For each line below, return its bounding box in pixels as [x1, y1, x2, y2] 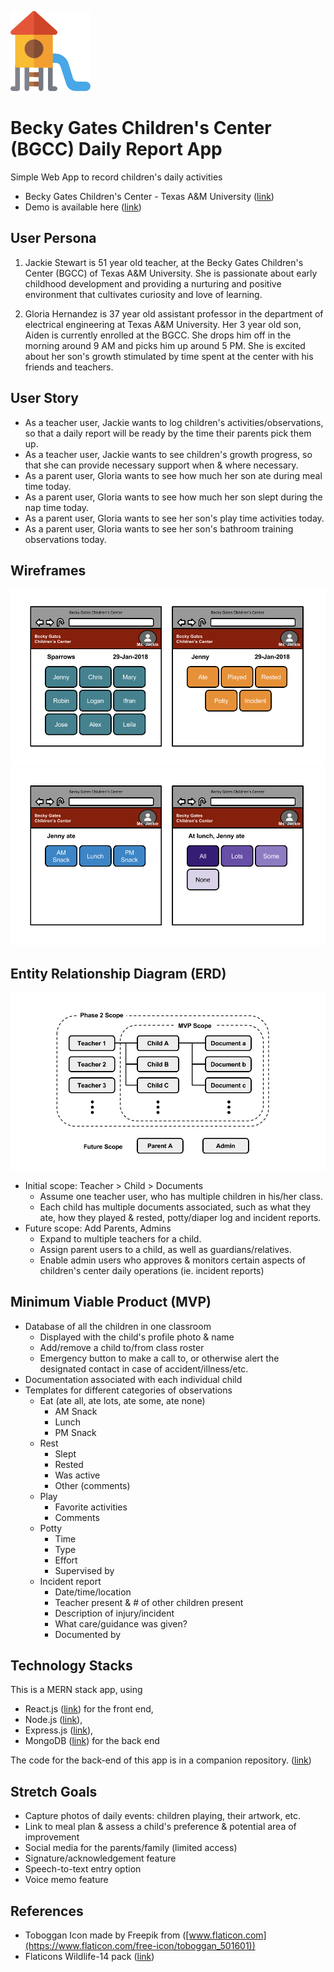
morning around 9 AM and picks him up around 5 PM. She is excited [24, 339, 306, 351]
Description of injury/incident [54, 1607, 175, 1619]
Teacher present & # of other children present [54, 1596, 244, 1608]
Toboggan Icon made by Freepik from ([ [24, 1929, 190, 1941]
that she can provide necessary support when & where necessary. [24, 459, 299, 471]
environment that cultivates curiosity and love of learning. [24, 288, 263, 300]
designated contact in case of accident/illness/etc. [39, 1362, 249, 1375]
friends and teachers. [24, 361, 114, 373]
